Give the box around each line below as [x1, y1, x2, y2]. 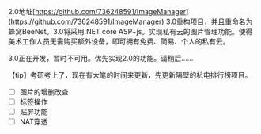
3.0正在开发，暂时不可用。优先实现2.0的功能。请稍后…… [8, 54, 194, 63]
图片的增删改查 [19, 87, 69, 97]
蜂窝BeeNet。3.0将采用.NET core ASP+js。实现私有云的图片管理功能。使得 [8, 27, 253, 36]
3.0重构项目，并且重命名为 [165, 17, 253, 26]
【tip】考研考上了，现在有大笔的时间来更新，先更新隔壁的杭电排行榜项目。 [8, 71, 252, 79]
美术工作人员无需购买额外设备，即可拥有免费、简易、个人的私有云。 [8, 36, 230, 46]
